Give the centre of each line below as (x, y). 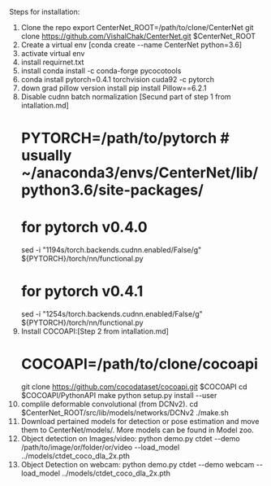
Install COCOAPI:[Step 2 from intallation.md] (95, 331)
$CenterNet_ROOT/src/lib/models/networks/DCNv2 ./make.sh (125, 413)
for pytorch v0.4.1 (82, 291)
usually (46, 156)
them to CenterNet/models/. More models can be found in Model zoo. (137, 430)
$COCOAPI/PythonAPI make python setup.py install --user (119, 395)
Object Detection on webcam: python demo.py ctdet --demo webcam (138, 464)
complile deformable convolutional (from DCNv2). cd (109, 404)
